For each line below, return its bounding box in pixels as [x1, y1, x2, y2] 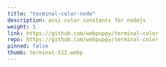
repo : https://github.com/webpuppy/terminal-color [7, 36, 159, 43]
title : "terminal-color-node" [7, 10, 96, 17]
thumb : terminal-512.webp [7, 50, 83, 57]
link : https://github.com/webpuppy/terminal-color [7, 29, 159, 37]
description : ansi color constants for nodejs [7, 17, 146, 24]
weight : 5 [7, 23, 37, 30]
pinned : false [7, 43, 49, 50]
